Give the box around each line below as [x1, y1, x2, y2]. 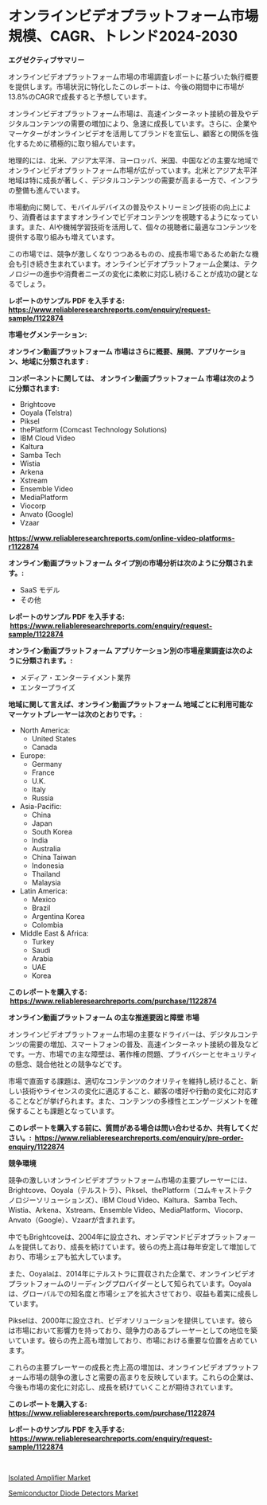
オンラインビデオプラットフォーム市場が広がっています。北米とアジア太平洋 [8, 165, 257, 175]
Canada [31, 742, 58, 752]
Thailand [31, 869, 61, 878]
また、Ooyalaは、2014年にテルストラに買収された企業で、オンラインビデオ [8, 1268, 256, 1278]
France [31, 768, 56, 777]
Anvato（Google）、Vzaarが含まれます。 [8, 1215, 140, 1225]
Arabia [31, 953, 54, 964]
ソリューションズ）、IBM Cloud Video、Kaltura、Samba [35, 1195, 217, 1205]
